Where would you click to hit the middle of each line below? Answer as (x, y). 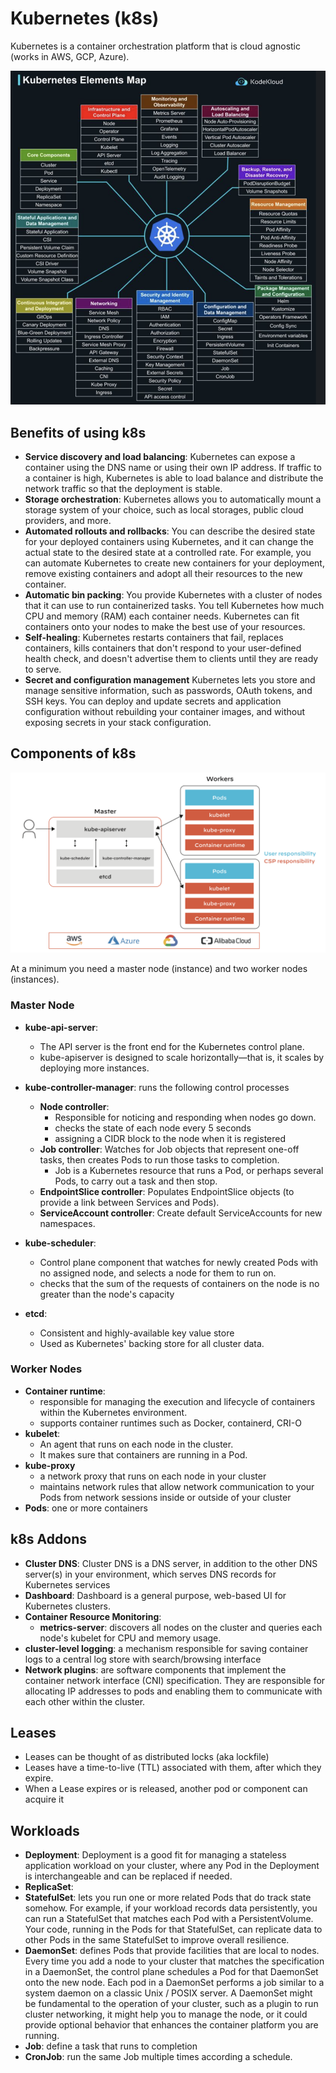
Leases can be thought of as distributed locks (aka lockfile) (147, 1757)
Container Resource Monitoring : (93, 1616)
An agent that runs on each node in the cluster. (136, 1444)
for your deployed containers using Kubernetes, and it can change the (169, 541)
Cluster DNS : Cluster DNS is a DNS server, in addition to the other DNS (171, 1563)
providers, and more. (68, 520)
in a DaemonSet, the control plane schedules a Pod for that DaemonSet (171, 1972)
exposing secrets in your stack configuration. (118, 722)
